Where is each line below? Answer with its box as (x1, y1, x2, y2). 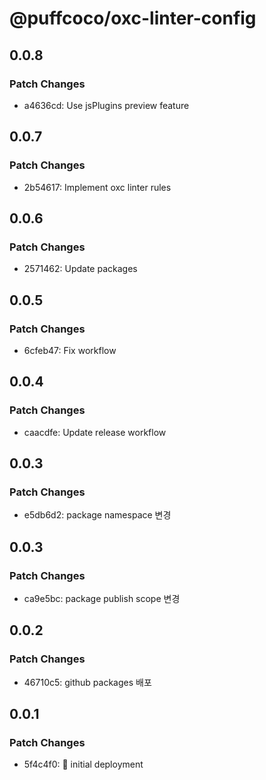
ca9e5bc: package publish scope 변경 (23, 593, 181, 604)
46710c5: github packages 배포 (23, 676, 152, 688)
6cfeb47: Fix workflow (23, 344, 117, 356)
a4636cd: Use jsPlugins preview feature (23, 99, 190, 111)
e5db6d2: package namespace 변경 (23, 509, 172, 521)
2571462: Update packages (23, 263, 138, 275)
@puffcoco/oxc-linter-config (9, 7, 257, 30)
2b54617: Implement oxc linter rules (23, 181, 172, 193)
